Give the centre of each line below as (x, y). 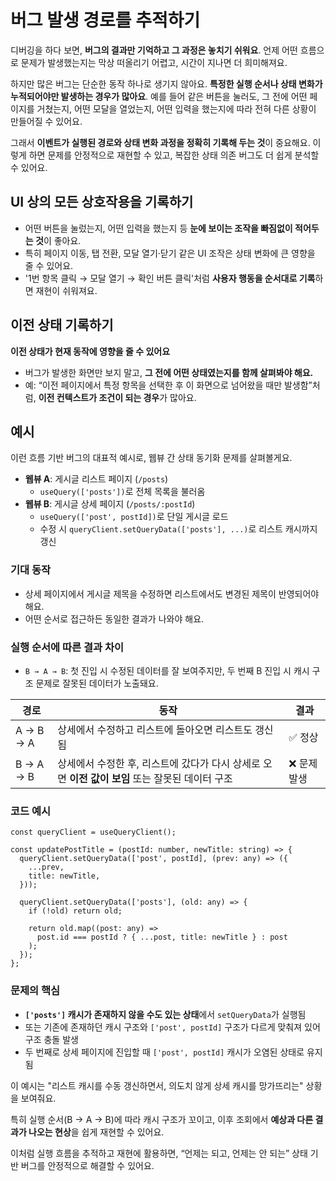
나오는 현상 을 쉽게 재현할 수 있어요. (96, 1132)
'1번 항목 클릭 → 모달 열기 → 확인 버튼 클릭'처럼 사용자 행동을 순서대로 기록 (170, 278)
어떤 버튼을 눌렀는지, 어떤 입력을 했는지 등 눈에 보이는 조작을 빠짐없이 (158, 228)
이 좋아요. (62, 240)
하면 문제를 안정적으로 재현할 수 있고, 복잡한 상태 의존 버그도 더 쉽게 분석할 (174, 155)
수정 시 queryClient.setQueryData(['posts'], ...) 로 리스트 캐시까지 (178, 529)
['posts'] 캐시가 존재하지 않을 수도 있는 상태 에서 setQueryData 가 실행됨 (165, 1014)
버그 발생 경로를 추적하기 (105, 20)
